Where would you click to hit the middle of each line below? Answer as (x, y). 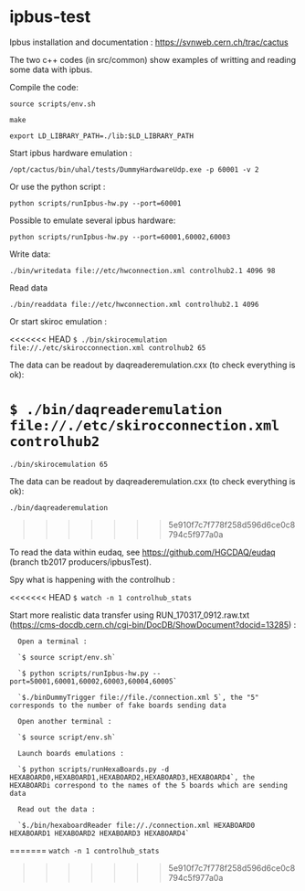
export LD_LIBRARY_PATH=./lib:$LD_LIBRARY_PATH (102, 136)
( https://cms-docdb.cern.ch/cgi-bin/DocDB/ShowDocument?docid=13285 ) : (153, 624)
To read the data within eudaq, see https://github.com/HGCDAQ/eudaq (142, 552)
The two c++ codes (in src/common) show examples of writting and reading (153, 59)
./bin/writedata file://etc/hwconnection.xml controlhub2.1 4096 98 (142, 270)
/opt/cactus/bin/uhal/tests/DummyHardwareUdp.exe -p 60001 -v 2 (134, 170)
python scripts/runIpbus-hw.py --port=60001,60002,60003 (120, 237)
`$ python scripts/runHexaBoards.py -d (94, 769)
